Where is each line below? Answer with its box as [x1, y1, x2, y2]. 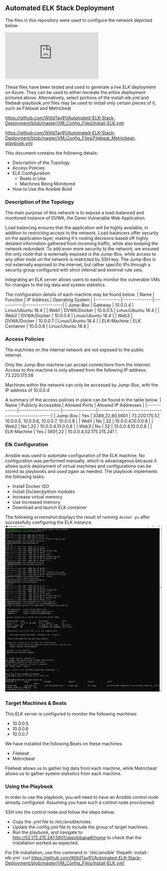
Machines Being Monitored [19, 181, 76, 187]
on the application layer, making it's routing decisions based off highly [5, 235, 149, 241]
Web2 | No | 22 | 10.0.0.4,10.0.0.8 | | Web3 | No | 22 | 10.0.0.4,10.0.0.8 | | [5, 423, 152, 429]
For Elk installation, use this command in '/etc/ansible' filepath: [5, 850, 133, 856]
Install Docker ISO [12, 483, 50, 489]
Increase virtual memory [12, 493, 63, 499]
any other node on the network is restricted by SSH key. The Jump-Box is [5, 256, 156, 263]
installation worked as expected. [12, 840, 79, 846]
